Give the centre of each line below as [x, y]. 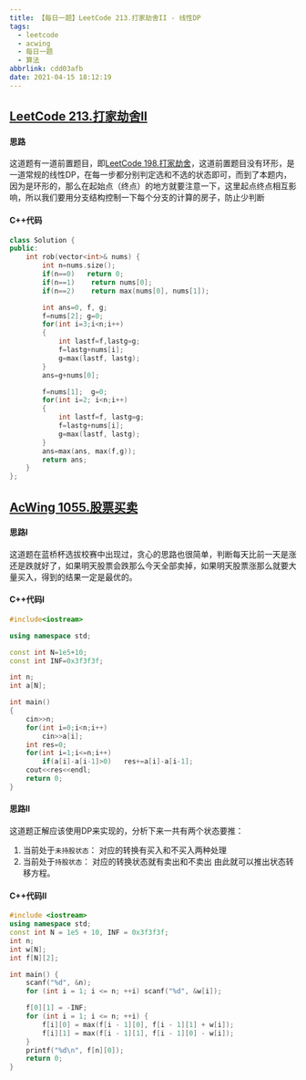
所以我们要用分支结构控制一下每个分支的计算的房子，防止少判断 [145, 198]
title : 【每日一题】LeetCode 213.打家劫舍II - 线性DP [105, 18]
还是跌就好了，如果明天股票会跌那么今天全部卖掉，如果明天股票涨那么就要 [149, 566]
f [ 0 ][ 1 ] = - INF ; [57, 1008]
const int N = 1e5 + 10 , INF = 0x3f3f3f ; [89, 932]
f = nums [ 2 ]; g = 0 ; [73, 316]
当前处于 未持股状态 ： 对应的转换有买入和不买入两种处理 [125, 850]
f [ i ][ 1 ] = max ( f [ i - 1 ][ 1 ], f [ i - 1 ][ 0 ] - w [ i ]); [138, 1033]
